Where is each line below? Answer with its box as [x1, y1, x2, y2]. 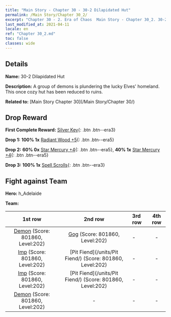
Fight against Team [5, 177, 68, 186]
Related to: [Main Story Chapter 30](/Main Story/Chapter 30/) [5, 98, 135, 105]
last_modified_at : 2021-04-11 [5, 21, 70, 27]
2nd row [83, 216, 104, 223]
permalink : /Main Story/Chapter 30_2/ [5, 12, 88, 17]
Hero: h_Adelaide [5, 190, 42, 197]
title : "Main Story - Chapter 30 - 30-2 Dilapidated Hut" [5, 7, 131, 13]
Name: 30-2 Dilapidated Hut [5, 73, 65, 79]
